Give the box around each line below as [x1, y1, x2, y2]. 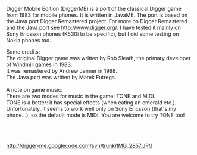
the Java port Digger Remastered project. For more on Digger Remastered [6, 18, 187, 24]
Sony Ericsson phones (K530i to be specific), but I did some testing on [6, 30, 180, 38]
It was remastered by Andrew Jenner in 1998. [6, 67, 118, 74]
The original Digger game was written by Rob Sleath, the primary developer [6, 55, 192, 61]
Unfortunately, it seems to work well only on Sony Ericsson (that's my [6, 106, 177, 112]
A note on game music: [6, 86, 63, 93]
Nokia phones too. [6, 37, 52, 44]
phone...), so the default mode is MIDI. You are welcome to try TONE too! [6, 111, 185, 119]
